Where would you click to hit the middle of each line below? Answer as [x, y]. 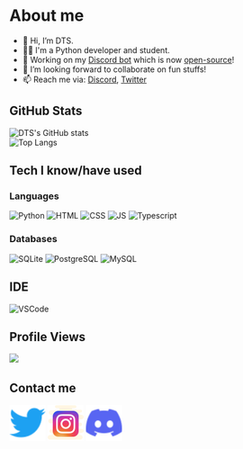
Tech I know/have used [76, 171]
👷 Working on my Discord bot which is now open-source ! [128, 59]
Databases [33, 239]
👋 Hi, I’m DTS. [48, 40]
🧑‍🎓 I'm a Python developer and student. [96, 49]
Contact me [43, 388]
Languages [35, 196]
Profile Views [48, 337]
